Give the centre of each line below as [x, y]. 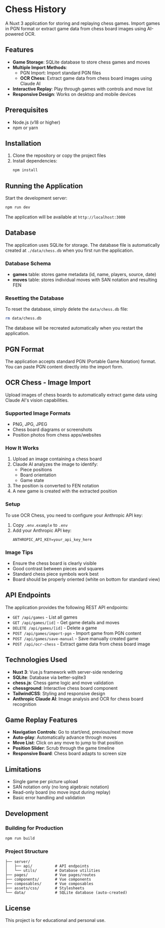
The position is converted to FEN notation [56, 486]
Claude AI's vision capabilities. [37, 400]
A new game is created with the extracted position [65, 491]
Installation [23, 143]
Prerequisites [27, 110]
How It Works [22, 448]
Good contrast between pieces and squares [58, 569]
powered [14, 34]
